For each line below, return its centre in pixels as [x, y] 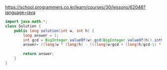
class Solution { [23, 26]
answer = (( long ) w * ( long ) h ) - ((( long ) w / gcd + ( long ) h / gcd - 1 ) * [92, 45]
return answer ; [39, 54]
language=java [20, 12]
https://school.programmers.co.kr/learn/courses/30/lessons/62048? [75, 7]
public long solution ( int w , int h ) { [54, 31]
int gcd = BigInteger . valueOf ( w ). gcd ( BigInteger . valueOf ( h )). [89, 40]
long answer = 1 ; [41, 35]
